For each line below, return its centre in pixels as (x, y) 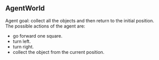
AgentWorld (25, 8)
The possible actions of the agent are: (45, 26)
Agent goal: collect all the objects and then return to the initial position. (80, 20)
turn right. (23, 47)
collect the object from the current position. (59, 52)
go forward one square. (38, 36)
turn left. (22, 41)
